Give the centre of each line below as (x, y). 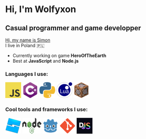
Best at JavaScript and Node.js (46, 61)
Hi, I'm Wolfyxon (41, 9)
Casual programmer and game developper (73, 28)
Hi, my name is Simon (28, 40)
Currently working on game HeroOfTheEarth (59, 56)
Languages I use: (27, 74)
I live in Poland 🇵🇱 (25, 45)
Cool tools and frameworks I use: (46, 110)
